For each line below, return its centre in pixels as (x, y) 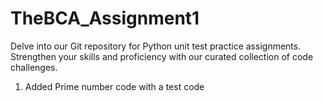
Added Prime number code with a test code (114, 86)
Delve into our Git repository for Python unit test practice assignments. (156, 46)
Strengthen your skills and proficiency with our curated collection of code (162, 56)
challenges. (34, 67)
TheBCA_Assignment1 (105, 18)
